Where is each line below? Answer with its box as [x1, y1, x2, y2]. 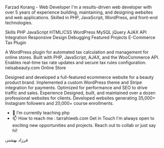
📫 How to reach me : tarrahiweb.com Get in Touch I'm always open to [12, 115, 155, 121]
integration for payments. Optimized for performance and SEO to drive [5, 85, 148, 90]
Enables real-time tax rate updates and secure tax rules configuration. [5, 60, 147, 65]
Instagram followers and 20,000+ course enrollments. [5, 100, 114, 106]
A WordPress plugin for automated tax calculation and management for [5, 49, 149, 55]
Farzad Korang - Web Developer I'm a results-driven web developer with [5, 4, 152, 10]
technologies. [5, 20, 33, 25]
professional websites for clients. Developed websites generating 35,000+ [5, 95, 156, 101]
